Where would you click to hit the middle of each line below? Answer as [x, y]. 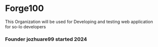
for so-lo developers [26, 26]
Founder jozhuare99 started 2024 [46, 39]
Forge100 [24, 8]
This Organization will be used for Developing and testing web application [79, 22]
